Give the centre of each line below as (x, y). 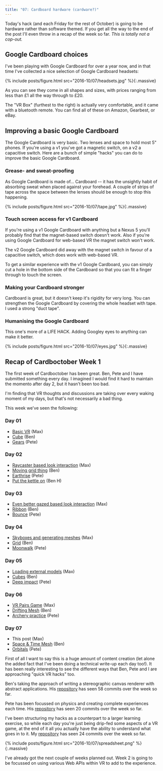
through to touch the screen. (34, 275)
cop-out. (14, 39)
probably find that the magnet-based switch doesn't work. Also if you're (77, 235)
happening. (16, 197)
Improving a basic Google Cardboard (62, 131)
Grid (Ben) (22, 543)
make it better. (19, 337)
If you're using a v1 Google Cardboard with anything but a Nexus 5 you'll (78, 230)
